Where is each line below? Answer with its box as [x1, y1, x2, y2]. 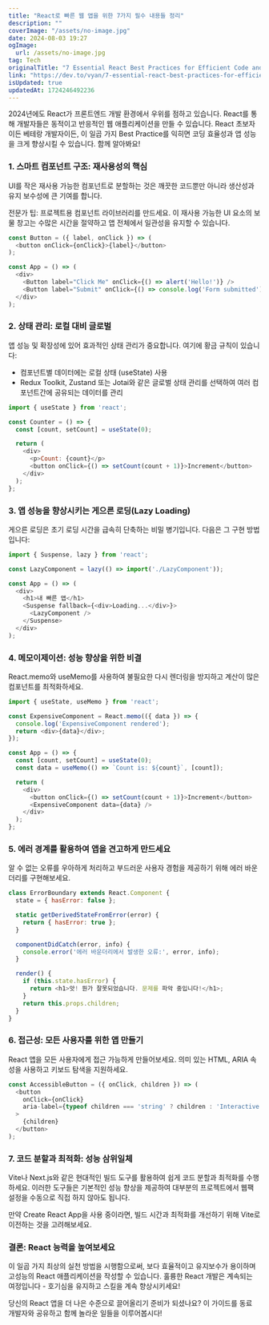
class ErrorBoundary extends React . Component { [8, 889, 171, 897]
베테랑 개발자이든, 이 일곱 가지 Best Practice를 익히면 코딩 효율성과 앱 [22, 129, 242, 139]
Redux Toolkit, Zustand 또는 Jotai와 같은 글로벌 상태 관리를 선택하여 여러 [19, 377, 251, 387]
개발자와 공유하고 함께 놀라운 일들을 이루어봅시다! [8, 1308, 163, 1318]
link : [8, 71, 26, 79]
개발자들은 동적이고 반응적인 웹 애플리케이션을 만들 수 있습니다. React [16, 119, 235, 129]
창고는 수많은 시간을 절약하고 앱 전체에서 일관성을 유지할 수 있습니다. [16, 218, 231, 227]
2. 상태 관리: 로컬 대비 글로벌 [8, 321, 112, 332]
